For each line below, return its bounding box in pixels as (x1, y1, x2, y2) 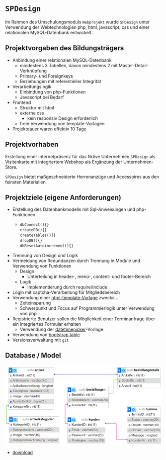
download (12, 450, 33, 456)
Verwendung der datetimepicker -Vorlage (19, 326, 103, 332)
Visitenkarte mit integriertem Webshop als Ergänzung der (5, 159, 123, 165)
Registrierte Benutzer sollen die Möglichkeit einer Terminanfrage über (12, 316, 156, 322)
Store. (5, 164, 18, 170)
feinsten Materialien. (5, 179, 47, 185)
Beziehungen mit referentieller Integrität (19, 78, 101, 84)
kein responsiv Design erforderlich (27, 115, 98, 121)
